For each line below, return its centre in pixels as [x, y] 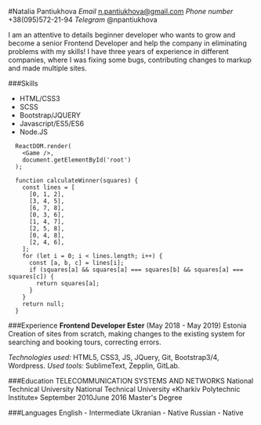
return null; [43, 304]
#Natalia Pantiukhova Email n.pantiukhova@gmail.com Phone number [121, 11]
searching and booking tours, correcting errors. [85, 342]
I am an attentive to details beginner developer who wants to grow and [122, 35]
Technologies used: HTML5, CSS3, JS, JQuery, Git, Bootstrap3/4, [114, 357]
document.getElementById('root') [77, 160]
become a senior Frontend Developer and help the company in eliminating [127, 43]
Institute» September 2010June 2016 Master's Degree [95, 398]
